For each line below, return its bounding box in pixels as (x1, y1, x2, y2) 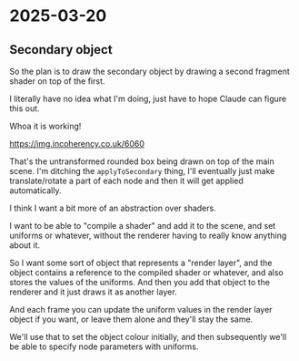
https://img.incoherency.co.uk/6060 (9, 139, 145, 149)
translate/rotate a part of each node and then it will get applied (9, 175, 244, 186)
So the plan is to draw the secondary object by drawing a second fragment (9, 66, 290, 77)
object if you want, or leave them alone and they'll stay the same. (9, 314, 254, 325)
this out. (9, 103, 40, 114)
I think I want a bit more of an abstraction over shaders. (9, 202, 216, 213)
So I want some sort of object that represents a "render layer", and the (9, 257, 273, 268)
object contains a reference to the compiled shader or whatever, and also (9, 267, 284, 278)
